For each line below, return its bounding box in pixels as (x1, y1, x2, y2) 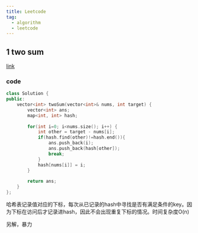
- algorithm (11, 19, 41, 25)
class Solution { (6, 91, 49, 97)
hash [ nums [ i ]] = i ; (37, 162, 86, 168)
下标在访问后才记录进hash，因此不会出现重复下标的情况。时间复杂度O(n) (11, 208, 189, 215)
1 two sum (6, 47, 44, 57)
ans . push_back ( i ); (48, 140, 94, 146)
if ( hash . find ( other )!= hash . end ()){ (37, 134, 126, 140)
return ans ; (27, 178, 57, 185)
